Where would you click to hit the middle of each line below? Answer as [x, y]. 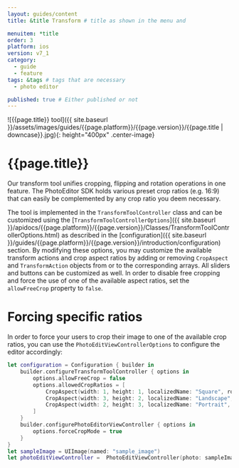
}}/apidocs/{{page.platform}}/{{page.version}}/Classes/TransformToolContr [118, 228]
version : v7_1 [28, 54]
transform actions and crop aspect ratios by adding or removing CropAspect [118, 258]
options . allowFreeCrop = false [79, 378]
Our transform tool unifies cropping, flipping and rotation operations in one [117, 183]
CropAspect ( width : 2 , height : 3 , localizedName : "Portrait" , [138, 405]
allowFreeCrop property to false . [55, 288]
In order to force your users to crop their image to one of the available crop [117, 337]
